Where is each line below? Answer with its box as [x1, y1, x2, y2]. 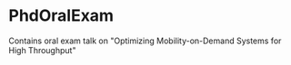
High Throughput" [8, 44, 76, 55]
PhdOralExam [8, 5, 115, 26]
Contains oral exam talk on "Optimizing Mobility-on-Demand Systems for [8, 35, 282, 46]
